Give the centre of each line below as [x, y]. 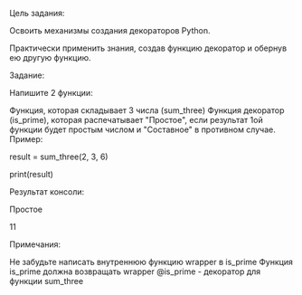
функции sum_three [47, 281]
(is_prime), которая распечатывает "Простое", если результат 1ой [137, 120]
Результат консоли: [47, 192]
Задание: [27, 75]
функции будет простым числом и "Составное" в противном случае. [142, 129]
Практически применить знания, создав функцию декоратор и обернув [148, 48]
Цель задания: [37, 13]
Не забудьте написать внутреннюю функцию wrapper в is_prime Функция [151, 262]
